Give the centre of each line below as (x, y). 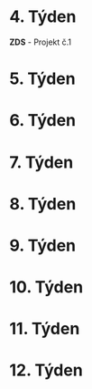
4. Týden (43, 17)
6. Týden (43, 121)
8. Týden (43, 204)
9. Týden (43, 246)
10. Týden (46, 287)
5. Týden (42, 79)
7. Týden (41, 162)
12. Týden (46, 370)
